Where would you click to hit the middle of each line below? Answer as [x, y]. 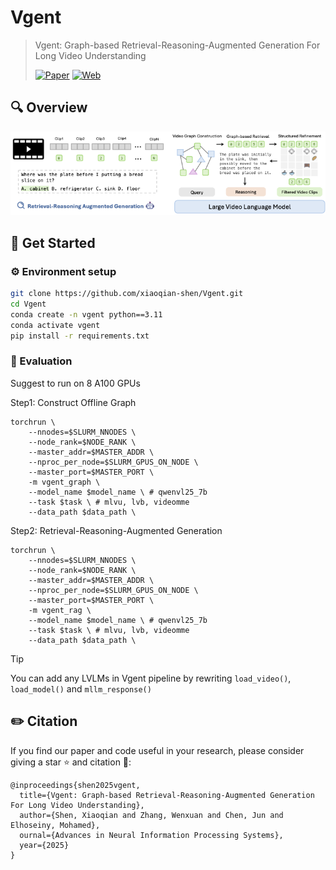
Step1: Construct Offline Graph [73, 402]
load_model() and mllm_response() [81, 688]
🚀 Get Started [53, 242]
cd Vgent [28, 304]
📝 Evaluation [41, 361]
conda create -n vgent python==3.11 [86, 314]
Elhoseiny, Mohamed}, [55, 825]
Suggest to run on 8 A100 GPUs [75, 383]
